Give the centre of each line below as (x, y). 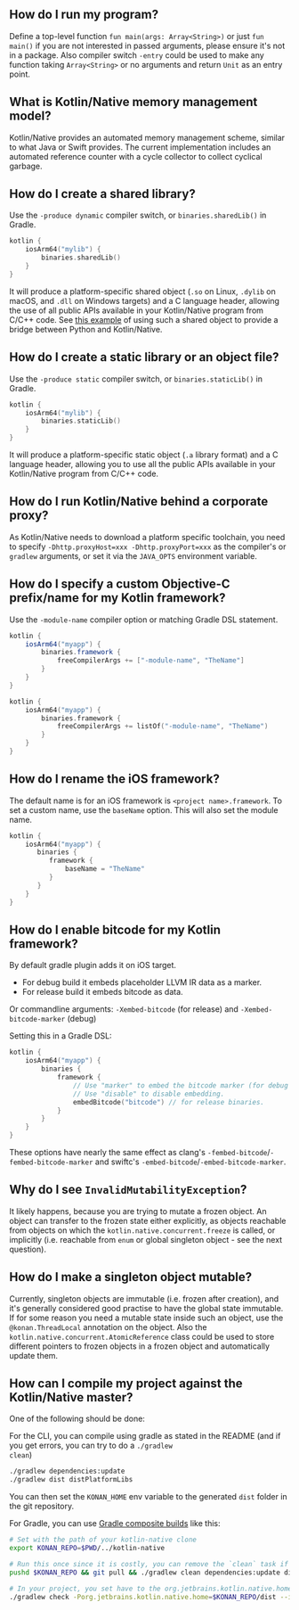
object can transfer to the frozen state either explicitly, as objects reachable (148, 1220)
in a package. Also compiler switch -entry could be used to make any (137, 55)
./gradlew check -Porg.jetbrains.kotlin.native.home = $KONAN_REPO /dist (143, 1597)
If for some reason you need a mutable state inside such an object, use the (146, 1318)
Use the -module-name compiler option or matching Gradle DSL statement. (144, 620)
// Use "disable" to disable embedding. (149, 1094)
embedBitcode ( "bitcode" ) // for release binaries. (169, 1102)
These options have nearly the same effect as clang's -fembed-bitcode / (140, 1152)
